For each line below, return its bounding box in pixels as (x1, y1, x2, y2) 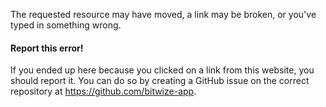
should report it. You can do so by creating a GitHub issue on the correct (10, 75, 310, 87)
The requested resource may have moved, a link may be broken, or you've (10, 9, 317, 20)
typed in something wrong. (10, 19, 122, 31)
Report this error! (10, 42, 84, 54)
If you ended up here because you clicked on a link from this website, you (10, 64, 315, 76)
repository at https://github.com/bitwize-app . (10, 85, 197, 98)
